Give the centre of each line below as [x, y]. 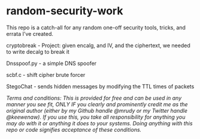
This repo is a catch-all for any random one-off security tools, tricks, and [96, 27]
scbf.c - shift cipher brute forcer [46, 75]
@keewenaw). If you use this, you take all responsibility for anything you [96, 117]
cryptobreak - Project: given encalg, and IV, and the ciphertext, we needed [98, 45]
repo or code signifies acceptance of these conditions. [74, 129]
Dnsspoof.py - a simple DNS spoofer [51, 63]
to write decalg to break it [38, 51]
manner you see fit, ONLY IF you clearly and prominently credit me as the [97, 104]
